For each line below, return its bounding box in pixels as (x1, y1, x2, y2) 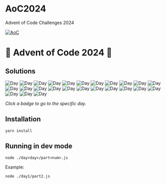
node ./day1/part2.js (5, 173, 50, 178)
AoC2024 (5, 3, 46, 15)
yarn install (5, 128, 32, 133)
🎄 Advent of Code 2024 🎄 (5, 47, 112, 58)
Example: (5, 164, 24, 170)
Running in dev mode (5, 142, 72, 150)
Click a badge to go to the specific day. (5, 100, 86, 106)
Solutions (5, 67, 36, 75)
